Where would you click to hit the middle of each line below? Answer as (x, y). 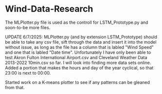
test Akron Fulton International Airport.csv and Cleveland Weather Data (76, 57)
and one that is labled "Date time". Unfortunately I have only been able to (78, 52)
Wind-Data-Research (49, 9)
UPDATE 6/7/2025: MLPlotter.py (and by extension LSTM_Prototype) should (81, 37)
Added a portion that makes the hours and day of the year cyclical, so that (79, 68)
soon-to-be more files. (28, 27)
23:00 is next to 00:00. (28, 73)
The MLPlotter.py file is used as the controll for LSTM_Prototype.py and (77, 22)
